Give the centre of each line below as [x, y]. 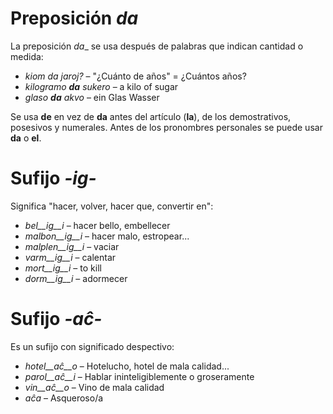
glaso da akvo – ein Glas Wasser [92, 97]
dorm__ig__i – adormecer [76, 278]
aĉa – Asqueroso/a [64, 398]
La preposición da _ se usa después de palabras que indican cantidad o [157, 46]
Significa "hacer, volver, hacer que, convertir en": [112, 206]
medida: [27, 56]
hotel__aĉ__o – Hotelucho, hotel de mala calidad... [127, 366]
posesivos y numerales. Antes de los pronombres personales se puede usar [166, 127]
